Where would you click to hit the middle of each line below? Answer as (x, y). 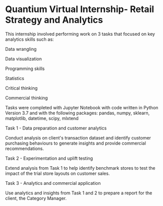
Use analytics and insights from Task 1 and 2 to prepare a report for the (79, 193)
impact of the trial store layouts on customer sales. (58, 173)
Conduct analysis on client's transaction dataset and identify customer (78, 138)
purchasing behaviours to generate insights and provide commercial (76, 143)
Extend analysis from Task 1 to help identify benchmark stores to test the (80, 168)
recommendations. (25, 148)
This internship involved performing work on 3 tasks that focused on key (80, 34)
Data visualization (24, 58)
